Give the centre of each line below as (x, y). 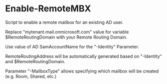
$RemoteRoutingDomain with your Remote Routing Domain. (66, 37)
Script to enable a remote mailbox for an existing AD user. (64, 22)
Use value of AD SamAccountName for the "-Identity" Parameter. (72, 46)
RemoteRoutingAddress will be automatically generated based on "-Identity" (83, 56)
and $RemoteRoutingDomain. (35, 61)
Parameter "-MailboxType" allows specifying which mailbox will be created (82, 71)
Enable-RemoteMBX (48, 9)
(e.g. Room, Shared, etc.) (31, 76)
